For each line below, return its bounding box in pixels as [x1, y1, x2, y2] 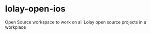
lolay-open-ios [5, 3, 66, 14]
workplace [5, 24, 26, 30]
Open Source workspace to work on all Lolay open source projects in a [5, 19, 147, 25]
